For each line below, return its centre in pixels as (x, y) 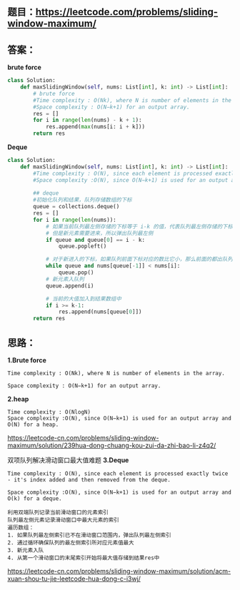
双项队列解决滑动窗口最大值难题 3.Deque (68, 460)
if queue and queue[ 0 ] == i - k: (95, 240)
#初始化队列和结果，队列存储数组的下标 (82, 200)
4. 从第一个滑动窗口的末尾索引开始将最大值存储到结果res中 (84, 558)
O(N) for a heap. (33, 425)
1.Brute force (27, 360)
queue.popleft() (82, 246)
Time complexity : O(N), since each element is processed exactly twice (118, 474)
